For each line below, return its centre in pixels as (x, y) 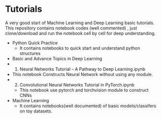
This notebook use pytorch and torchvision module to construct (84, 90)
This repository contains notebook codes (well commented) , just (71, 28)
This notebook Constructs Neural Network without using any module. (82, 74)
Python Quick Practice (35, 42)
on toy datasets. (36, 111)
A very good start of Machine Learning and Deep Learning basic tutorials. (80, 23)
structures (30, 53)
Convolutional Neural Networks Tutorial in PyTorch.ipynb (77, 84)
